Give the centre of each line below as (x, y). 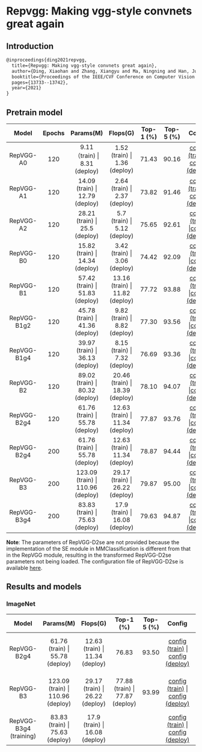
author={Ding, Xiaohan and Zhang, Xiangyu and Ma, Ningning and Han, (100, 71)
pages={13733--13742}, (40, 83)
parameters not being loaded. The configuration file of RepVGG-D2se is (95, 561)
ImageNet (21, 604)
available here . (24, 568)
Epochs (54, 133)
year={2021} (27, 88)
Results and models (44, 587)
